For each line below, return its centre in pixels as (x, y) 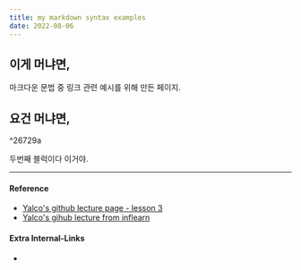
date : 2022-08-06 (42, 26)
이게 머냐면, (40, 64)
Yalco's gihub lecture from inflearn (86, 218)
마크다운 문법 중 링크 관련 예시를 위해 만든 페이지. (95, 88)
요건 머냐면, (40, 118)
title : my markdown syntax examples (77, 17)
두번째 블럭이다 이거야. (49, 159)
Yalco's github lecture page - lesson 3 (92, 208)
